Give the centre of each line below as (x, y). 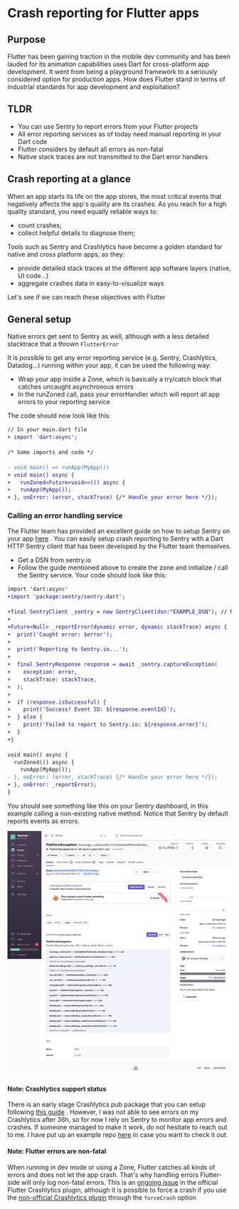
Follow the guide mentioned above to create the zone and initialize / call (123, 567)
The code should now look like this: (59, 416)
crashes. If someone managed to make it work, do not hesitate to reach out (117, 1127)
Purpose (27, 40)
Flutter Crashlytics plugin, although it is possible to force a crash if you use (117, 1190)
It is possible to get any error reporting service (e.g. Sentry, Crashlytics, (112, 358)
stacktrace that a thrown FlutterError (63, 344)
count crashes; (39, 225)
